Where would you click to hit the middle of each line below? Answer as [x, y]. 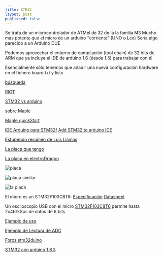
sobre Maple [18, 111]
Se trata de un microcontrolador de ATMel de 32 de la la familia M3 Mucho [81, 33]
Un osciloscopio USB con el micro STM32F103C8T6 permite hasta [73, 206]
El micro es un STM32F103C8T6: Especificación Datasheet [65, 197]
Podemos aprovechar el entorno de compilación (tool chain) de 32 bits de [80, 53]
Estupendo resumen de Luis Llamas [41, 140]
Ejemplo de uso [21, 221]
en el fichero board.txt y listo [34, 73]
